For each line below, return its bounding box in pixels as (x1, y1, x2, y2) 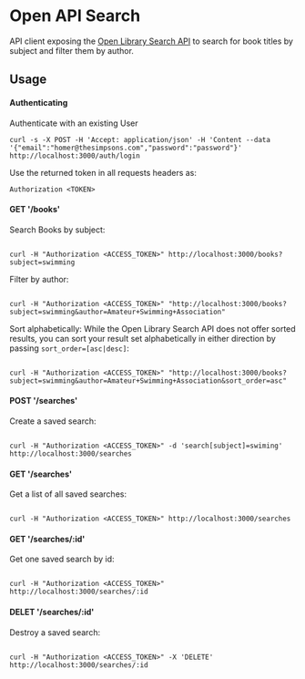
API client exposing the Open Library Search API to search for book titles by (9, 36, 294, 46)
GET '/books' (9, 204, 61, 215)
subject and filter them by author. (9, 45, 135, 56)
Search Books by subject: (9, 224, 106, 235)
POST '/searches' (9, 396, 78, 406)
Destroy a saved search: (9, 626, 101, 638)
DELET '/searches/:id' (9, 606, 95, 617)
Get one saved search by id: (9, 553, 116, 565)
